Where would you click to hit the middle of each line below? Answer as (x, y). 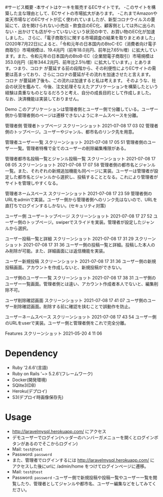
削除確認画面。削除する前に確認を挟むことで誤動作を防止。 (73, 306)
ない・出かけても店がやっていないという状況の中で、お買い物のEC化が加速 (80, 32)
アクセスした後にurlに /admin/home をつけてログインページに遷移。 (80, 466)
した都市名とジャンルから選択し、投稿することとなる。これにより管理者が (83, 177)
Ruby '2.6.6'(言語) (30, 367)
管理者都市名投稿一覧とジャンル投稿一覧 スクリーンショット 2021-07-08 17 (80, 159)
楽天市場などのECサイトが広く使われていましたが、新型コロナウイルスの (78, 19)
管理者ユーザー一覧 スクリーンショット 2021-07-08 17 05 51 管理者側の (76, 142)
